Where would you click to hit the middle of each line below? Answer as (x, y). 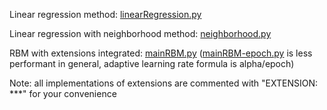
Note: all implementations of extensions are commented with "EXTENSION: (164, 83)
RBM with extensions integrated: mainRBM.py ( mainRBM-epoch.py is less (161, 53)
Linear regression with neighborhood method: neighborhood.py (140, 33)
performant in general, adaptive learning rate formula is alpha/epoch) (152, 63)
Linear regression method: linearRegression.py (105, 14)
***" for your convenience (63, 93)
